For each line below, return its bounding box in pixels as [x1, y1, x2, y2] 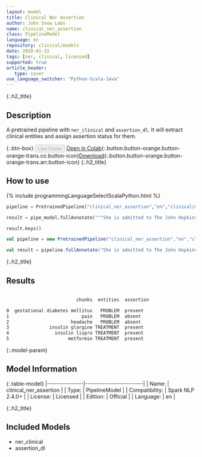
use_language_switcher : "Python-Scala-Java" [6, 76, 120, 82]
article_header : [6, 65, 47, 71]
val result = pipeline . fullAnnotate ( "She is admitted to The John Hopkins [6, 247, 198, 253]
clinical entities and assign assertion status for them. [6, 132, 136, 139]
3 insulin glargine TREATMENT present [6, 324, 144, 330]
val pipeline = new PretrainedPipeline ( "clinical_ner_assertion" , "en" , [6, 236, 189, 242]
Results [6, 276, 35, 286]
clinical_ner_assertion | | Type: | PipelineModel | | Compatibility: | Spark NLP [6, 386, 195, 394]
